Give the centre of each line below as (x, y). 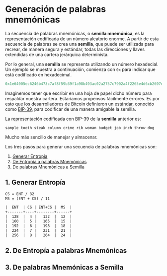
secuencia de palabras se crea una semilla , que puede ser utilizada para (80, 44)
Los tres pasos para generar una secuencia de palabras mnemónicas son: (81, 146)
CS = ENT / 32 (20, 194)
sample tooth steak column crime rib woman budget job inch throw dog (80, 128)
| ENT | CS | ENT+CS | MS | (39, 207)
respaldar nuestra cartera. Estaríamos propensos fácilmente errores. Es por (83, 98)
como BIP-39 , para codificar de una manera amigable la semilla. (71, 109)
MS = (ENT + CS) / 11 (28, 199)
